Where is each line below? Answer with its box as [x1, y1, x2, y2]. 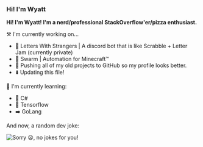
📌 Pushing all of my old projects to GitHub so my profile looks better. [15, 62, 187, 69]
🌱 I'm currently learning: [6, 83, 67, 90]
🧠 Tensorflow [15, 101, 49, 109]
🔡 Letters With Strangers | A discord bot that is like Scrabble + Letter [15, 42, 188, 50]
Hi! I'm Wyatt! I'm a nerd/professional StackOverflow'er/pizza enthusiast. [6, 19, 197, 26]
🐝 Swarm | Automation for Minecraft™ [15, 56, 109, 63]
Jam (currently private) [15, 49, 73, 56]
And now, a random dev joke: [6, 122, 80, 129]
